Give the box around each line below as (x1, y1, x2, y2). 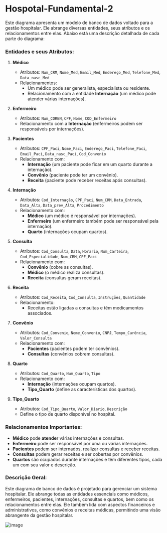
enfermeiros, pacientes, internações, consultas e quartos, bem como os (5, 496, 154, 502)
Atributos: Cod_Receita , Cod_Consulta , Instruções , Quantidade (20, 294, 146, 300)
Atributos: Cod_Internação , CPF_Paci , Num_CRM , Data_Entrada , (20, 197, 142, 203)
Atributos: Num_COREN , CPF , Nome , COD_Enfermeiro (20, 115, 117, 121)
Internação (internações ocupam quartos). (27, 381, 116, 387)
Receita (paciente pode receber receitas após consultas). (27, 177, 147, 184)
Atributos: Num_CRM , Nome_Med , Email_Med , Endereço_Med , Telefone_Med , (20, 69, 161, 75)
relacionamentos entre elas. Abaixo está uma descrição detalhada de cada (5, 30, 159, 36)
